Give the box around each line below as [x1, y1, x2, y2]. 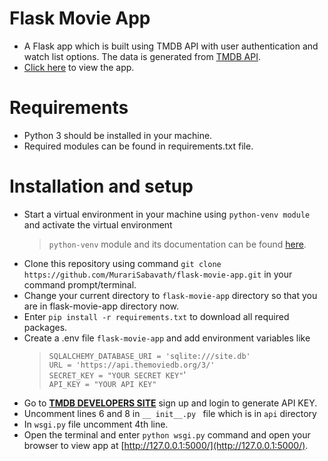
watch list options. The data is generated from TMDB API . [23, 50, 261, 62]
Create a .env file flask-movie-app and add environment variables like [23, 332, 311, 344]
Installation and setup [9, 175, 194, 198]
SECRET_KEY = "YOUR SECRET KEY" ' [48, 368, 187, 381]
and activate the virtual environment [23, 218, 173, 231]
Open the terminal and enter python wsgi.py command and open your [23, 428, 311, 441]
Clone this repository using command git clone [23, 257, 222, 269]
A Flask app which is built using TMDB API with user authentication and [23, 40, 319, 52]
